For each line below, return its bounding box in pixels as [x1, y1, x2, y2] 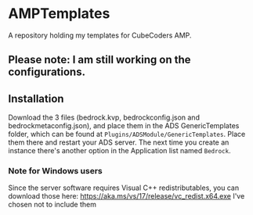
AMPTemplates [8, 5, 110, 23]
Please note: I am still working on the [8, 53, 191, 66]
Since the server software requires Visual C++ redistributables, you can [8, 183, 240, 192]
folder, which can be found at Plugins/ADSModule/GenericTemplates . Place [8, 130, 246, 139]
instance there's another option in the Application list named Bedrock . [8, 146, 231, 156]
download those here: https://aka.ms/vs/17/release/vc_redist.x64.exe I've [8, 192, 245, 201]
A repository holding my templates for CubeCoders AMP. [8, 30, 192, 40]
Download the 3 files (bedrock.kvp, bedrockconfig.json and [8, 113, 200, 122]
